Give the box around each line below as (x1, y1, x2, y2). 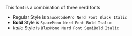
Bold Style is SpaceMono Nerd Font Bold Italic (12, 20, 112, 25)
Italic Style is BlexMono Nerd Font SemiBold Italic (12, 25, 119, 31)
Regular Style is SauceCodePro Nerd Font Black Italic (12, 14, 127, 20)
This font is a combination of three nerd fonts (5, 5, 101, 10)
